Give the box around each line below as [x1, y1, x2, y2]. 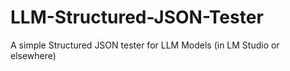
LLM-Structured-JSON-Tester [10, 6, 264, 29]
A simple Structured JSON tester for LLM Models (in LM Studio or [10, 39, 280, 51]
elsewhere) [10, 49, 57, 61]
